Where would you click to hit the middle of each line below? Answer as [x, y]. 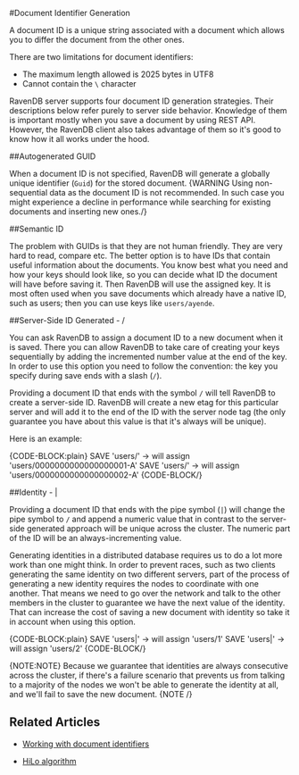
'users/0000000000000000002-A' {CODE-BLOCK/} [106, 475]
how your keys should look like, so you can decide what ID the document [144, 275]
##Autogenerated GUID [53, 156]
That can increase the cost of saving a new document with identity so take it [149, 612]
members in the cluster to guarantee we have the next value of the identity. [147, 603]
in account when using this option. [73, 621]
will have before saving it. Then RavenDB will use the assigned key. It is [140, 284]
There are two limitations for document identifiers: [101, 57]
